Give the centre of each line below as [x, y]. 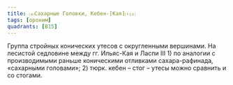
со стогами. [25, 75]
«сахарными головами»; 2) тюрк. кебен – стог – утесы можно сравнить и [117, 68]
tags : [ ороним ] [29, 20]
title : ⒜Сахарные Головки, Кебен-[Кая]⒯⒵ [72, 13]
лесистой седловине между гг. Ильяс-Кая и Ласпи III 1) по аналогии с [112, 53]
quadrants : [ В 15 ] [32, 26]
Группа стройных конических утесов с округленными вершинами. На [112, 46]
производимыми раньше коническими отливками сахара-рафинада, [111, 61]
